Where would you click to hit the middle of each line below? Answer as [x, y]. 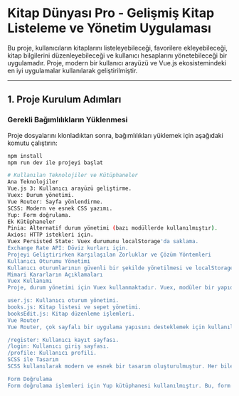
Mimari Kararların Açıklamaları [55, 274]
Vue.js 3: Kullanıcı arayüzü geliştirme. [70, 189]
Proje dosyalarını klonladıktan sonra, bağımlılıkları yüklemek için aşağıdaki [116, 135]
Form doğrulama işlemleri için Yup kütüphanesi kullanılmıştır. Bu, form [119, 385]
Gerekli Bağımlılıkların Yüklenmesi [68, 120]
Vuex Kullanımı [30, 281]
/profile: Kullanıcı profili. [52, 353]
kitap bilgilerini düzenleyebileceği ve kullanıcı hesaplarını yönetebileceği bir [117, 55]
